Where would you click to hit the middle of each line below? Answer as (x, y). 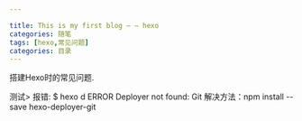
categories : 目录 (41, 51)
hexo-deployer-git (62, 107)
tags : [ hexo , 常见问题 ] (49, 42)
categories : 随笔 (41, 34)
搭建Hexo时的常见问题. (52, 78)
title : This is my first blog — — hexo (84, 25)
